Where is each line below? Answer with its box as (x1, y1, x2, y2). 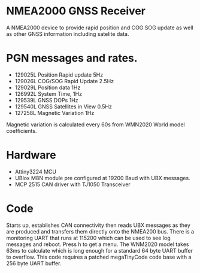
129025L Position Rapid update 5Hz (14, 71, 104, 78)
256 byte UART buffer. (6, 259, 62, 267)
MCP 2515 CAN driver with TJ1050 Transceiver (14, 181, 131, 188)
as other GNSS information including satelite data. (6, 30, 129, 37)
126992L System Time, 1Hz (14, 90, 83, 97)
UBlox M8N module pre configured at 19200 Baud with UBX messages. (14, 174, 190, 181)
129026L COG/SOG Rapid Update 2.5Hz (14, 77, 114, 84)
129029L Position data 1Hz (14, 84, 81, 91)
